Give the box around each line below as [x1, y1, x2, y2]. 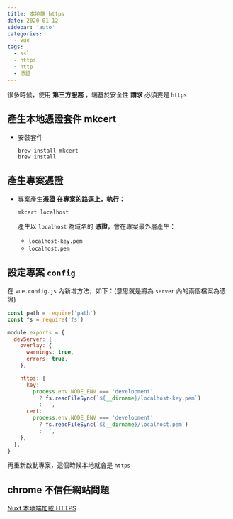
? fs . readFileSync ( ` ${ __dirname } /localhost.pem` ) [38, 421, 189, 428]
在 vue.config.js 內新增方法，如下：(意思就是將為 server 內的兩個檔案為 [7, 286, 220, 295]
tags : [7, 43, 23, 50]
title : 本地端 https [7, 10, 65, 18]
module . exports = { [7, 329, 65, 336]
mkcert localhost [17, 209, 69, 217]
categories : [7, 30, 42, 38]
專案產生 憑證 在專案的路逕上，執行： [17, 195, 125, 203]
